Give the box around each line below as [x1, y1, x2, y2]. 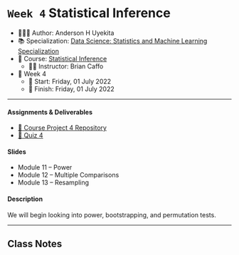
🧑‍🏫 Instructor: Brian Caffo [28, 62, 104, 71]
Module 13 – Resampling [17, 178, 90, 187]
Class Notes [7, 237, 63, 250]
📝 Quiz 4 [17, 131, 44, 140]
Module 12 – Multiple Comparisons [17, 171, 119, 179]
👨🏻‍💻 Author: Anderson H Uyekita [17, 28, 115, 37]
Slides [7, 147, 26, 156]
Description [7, 194, 43, 203]
